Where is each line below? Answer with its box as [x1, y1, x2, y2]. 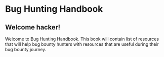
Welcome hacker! [5, 23, 61, 31]
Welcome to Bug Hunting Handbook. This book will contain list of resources [5, 36, 159, 42]
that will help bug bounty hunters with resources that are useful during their [5, 41, 159, 47]
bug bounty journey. [5, 47, 46, 52]
